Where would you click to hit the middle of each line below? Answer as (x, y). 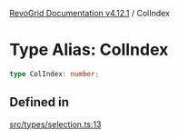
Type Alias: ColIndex (89, 50)
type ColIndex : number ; (55, 74)
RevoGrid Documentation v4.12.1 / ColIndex (90, 13)
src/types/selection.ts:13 (55, 124)
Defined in (40, 102)
